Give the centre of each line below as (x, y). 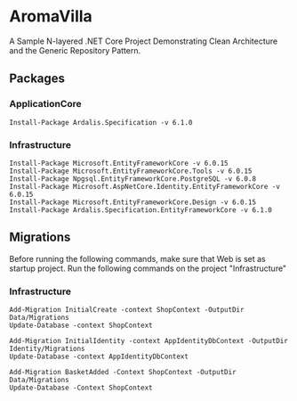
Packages (37, 79)
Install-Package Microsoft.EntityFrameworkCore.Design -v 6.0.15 (132, 202)
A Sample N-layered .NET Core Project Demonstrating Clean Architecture (144, 41)
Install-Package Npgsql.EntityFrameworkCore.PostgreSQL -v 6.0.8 (132, 179)
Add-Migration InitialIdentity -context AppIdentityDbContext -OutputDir (149, 341)
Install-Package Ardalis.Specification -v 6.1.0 (101, 122)
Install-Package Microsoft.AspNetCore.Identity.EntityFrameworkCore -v (144, 186)
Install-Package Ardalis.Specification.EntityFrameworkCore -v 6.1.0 (141, 210)
